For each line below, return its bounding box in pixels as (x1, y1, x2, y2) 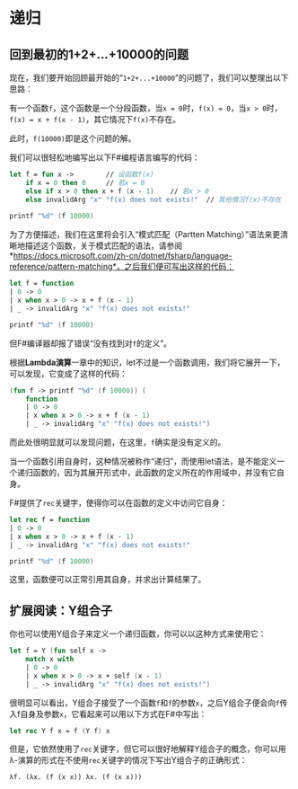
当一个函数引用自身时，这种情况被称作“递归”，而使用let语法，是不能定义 (9, 456, 277, 466)
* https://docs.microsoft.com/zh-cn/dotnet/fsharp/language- (9, 251, 233, 262)
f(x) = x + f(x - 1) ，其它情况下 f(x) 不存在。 (9, 114, 181, 124)
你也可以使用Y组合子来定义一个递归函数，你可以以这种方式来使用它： (9, 628, 267, 639)
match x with (25, 655, 74, 664)
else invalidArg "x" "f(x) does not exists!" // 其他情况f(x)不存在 (25, 195, 282, 204)
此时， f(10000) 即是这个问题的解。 (9, 133, 136, 144)
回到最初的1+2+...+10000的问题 (9, 47, 189, 62)
